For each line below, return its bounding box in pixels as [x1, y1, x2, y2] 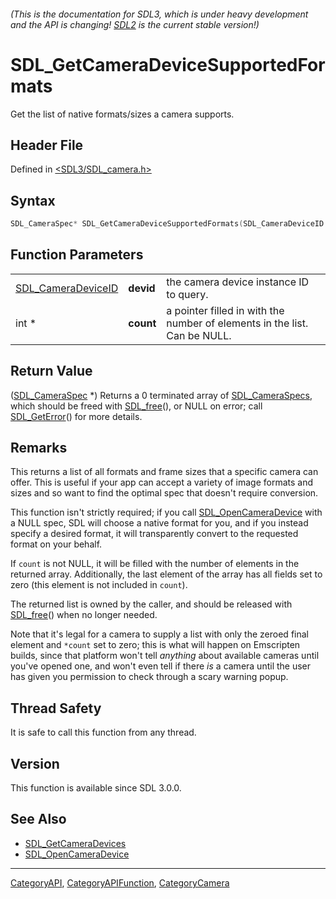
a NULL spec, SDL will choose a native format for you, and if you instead [10, 517, 309, 529]
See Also [10, 811, 67, 828]
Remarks [10, 440, 68, 457]
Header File [10, 136, 84, 154]
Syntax [10, 192, 56, 209]
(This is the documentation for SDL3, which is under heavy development [10, 8, 309, 20]
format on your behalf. [10, 538, 103, 550]
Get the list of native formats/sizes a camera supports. [10, 108, 235, 120]
